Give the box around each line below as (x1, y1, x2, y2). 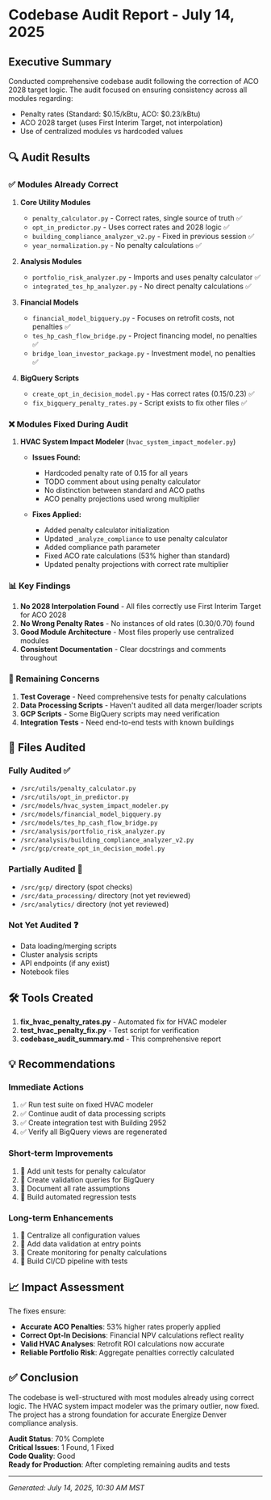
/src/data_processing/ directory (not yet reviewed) (19, 890, 191, 900)
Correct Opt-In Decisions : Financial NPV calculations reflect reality (19, 1330, 244, 1340)
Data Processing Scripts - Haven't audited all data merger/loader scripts (19, 700, 263, 710)
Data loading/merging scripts (19, 941, 117, 951)
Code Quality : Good (8, 1451, 76, 1460)
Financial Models (19, 297, 79, 307)
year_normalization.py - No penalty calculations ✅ (31, 240, 202, 250)
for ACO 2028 (19, 610, 67, 620)
